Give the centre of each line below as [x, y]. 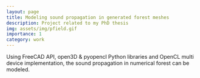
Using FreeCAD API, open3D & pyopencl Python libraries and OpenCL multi [100, 57]
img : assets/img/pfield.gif [42, 28]
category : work [25, 40]
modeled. [18, 69]
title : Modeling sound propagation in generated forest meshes [88, 17]
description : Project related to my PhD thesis [68, 23]
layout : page [23, 12]
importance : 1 [24, 34]
